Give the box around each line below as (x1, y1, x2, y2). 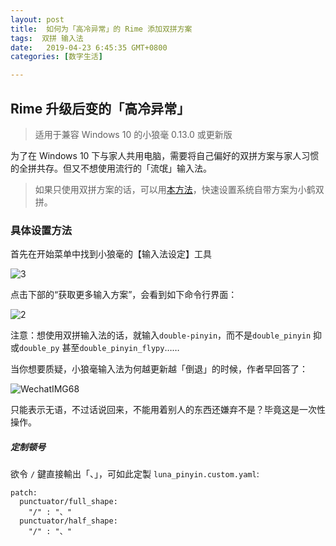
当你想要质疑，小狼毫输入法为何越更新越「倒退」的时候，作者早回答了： (10, 363, 308, 375)
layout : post (10, 14, 65, 25)
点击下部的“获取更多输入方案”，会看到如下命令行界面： (10, 289, 238, 301)
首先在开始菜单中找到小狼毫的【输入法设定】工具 (10, 248, 212, 260)
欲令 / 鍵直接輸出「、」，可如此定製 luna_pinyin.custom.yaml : (10, 468, 260, 480)
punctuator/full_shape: (19, 497, 118, 507)
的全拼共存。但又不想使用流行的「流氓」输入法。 (10, 162, 212, 174)
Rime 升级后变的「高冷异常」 (10, 100, 191, 117)
